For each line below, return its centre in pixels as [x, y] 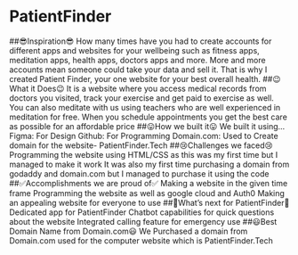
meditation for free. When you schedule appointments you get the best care [148, 117]
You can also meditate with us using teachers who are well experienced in [145, 107]
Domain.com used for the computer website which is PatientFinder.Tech [141, 240]
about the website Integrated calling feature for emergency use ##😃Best [143, 221]
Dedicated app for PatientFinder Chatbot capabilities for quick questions [142, 212]
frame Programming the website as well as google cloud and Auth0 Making [147, 193]
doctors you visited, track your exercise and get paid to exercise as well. [141, 98]
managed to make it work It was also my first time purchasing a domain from [149, 164]
